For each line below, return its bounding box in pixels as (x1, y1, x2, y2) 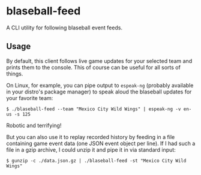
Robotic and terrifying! (6, 122, 62, 129)
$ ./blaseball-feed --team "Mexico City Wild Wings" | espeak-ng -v (6, 106, 181, 112)
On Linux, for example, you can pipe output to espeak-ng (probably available (6, 82, 194, 89)
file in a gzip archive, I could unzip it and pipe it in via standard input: (6, 146, 176, 153)
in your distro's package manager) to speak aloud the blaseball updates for (6, 88, 192, 95)
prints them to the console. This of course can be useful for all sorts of (6, 64, 181, 71)
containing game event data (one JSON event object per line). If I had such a (6, 140, 196, 147)
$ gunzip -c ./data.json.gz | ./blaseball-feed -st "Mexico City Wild (6, 158, 187, 164)
